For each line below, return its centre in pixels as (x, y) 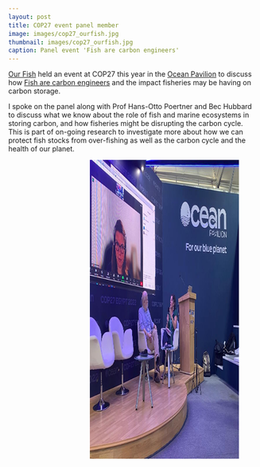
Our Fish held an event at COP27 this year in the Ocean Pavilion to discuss (130, 74)
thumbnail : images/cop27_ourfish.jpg (71, 42)
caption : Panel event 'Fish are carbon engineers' (94, 51)
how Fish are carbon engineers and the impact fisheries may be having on (130, 83)
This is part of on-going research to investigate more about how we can (126, 132)
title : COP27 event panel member (64, 25)
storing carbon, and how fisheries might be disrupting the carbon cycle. (126, 124)
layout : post (30, 17)
